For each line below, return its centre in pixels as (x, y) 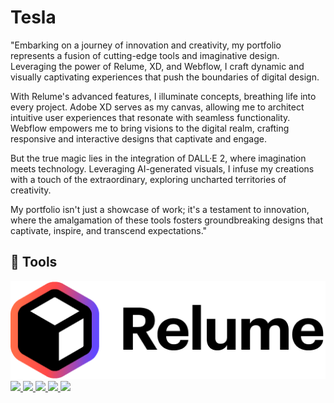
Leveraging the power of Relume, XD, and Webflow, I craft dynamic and (157, 66)
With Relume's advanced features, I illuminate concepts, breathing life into (163, 96)
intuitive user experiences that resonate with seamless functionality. (150, 117)
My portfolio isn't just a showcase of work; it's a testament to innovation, (160, 209)
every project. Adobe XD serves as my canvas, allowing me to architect (157, 107)
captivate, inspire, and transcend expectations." (109, 230)
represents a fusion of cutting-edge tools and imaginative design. (145, 55)
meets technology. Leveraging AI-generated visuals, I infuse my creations (162, 168)
